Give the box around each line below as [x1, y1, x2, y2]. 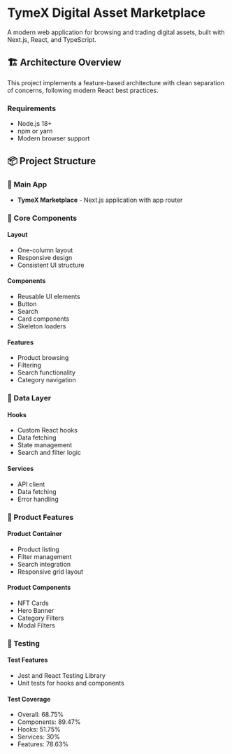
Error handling [17, 495, 59, 503]
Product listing [17, 545, 59, 553]
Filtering [17, 361, 42, 370]
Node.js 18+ [17, 119, 52, 128]
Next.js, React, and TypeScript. [7, 35, 96, 43]
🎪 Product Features [7, 512, 74, 522]
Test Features [7, 655, 48, 665]
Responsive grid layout [17, 567, 84, 576]
